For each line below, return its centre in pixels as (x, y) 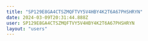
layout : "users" (27, 29)
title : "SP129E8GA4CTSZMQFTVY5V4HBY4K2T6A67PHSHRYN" (75, 12)
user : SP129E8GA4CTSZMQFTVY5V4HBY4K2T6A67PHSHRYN (71, 23)
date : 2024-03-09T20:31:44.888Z (47, 17)
